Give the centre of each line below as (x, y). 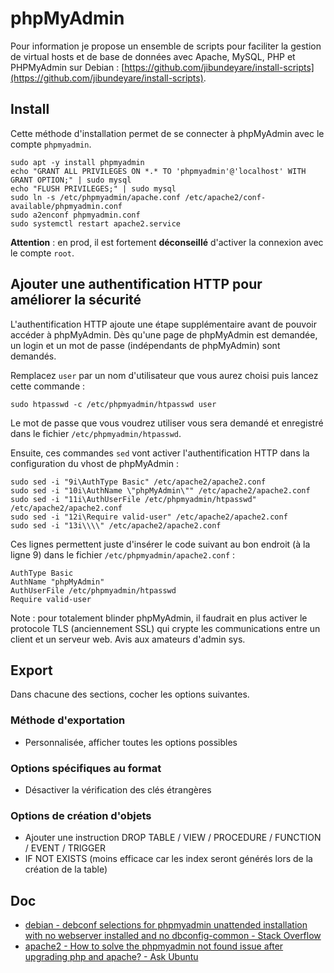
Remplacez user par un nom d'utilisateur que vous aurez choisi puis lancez (164, 375)
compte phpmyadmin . (51, 144)
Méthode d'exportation (68, 720)
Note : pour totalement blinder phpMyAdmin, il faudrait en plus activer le (159, 618)
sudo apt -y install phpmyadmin (77, 162)
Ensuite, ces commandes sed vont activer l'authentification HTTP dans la (160, 453)
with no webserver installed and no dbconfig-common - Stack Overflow (173, 936)
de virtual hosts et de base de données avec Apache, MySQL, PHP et (153, 56)
